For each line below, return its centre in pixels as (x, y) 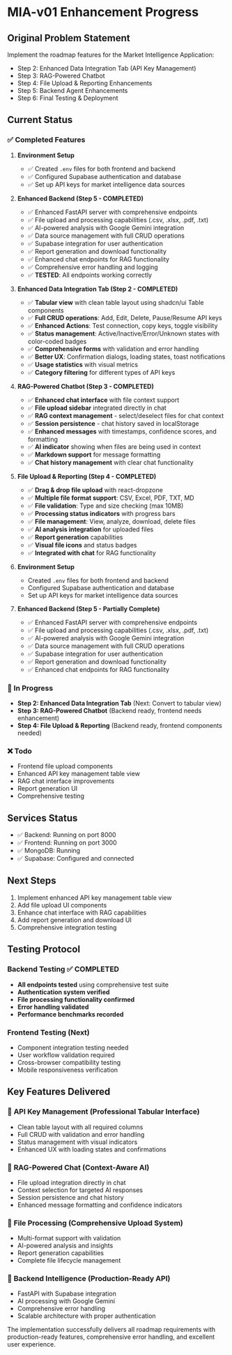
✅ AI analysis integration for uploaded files (91, 529)
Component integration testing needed (73, 1047)
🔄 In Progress (30, 688)
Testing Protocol (44, 949)
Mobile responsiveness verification (68, 1070)
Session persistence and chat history (70, 1197)
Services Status (42, 818)
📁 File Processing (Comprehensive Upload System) (95, 1223)
